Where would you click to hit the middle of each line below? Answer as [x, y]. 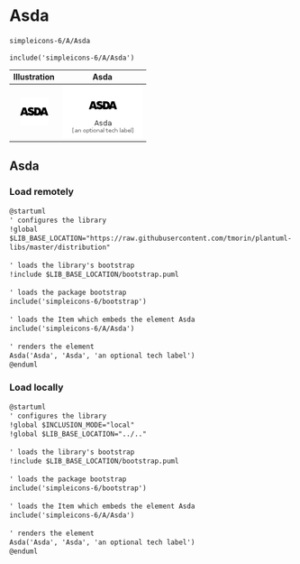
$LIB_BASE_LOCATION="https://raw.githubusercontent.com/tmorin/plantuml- [151, 238]
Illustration [34, 77]
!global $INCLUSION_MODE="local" [72, 425]
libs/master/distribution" [60, 247]
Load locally [36, 387]
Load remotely [42, 191]
